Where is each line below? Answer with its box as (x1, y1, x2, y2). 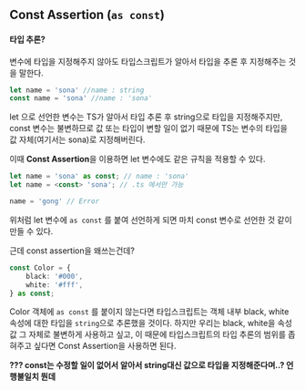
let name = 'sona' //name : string (9, 86, 145, 95)
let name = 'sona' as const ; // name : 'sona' (9, 172, 189, 181)
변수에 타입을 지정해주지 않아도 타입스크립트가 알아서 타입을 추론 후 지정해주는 (9, 56, 287, 67)
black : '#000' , (25, 272, 84, 281)
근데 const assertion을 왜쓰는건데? (9, 245, 135, 256)
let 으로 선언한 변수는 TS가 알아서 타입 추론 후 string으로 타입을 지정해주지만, (9, 111, 283, 122)
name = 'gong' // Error (9, 197, 100, 206)
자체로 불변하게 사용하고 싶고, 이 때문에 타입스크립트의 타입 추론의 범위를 (28, 329, 287, 340)
